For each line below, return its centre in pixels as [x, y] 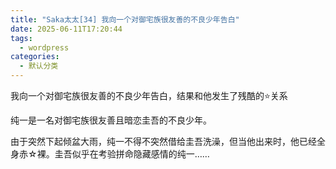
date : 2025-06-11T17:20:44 [66, 29]
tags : [21, 38]
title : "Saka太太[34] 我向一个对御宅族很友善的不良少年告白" [125, 19]
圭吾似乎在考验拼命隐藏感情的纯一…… [132, 154]
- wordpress [44, 47]
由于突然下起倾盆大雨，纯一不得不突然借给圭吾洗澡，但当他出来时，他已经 [163, 141]
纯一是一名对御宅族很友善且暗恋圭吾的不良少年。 [111, 120]
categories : [35, 57]
